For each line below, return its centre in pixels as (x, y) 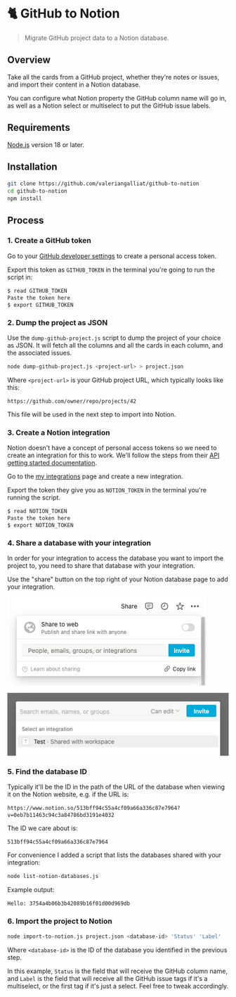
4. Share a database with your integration (79, 543)
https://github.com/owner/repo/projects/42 (72, 401)
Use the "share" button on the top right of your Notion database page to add (118, 579)
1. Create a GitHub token (49, 241)
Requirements (39, 128)
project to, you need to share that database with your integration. (101, 566)
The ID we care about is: (43, 828)
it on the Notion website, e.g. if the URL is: (68, 794)
